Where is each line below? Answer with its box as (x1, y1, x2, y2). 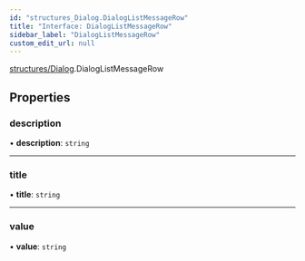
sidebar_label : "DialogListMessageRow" (9, 30, 161, 39)
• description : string (9, 137, 90, 148)
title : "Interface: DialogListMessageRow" (9, 22, 172, 31)
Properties (9, 90, 71, 105)
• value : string (9, 241, 66, 252)
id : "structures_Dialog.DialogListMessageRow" (9, 13, 189, 23)
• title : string (9, 189, 61, 200)
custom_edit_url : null (9, 38, 95, 48)
